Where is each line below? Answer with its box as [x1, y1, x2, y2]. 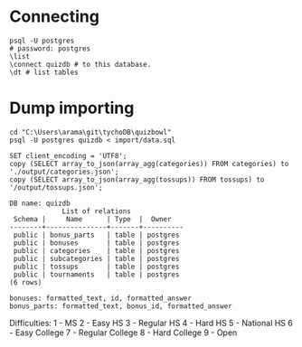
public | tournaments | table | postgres [13, 269, 180, 279]
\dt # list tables [9, 68, 79, 77]
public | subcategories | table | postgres [13, 254, 180, 263]
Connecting [9, 6, 99, 27]
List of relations [61, 206, 131, 216]
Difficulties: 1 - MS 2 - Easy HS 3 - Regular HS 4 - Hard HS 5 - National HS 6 [9, 317, 294, 328]
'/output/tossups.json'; [9, 183, 103, 192]
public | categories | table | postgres [13, 246, 180, 255]
